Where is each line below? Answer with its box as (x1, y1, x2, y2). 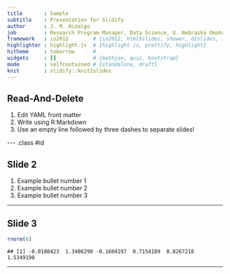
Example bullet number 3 (16, 191, 88, 199)
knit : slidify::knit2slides (7, 67, 112, 74)
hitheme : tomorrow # (7, 49, 97, 55)
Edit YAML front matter (16, 111, 82, 119)
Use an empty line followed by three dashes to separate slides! (16, 125, 195, 134)
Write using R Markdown (16, 118, 87, 127)
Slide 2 (7, 158, 38, 170)
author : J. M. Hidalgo (7, 23, 90, 29)
